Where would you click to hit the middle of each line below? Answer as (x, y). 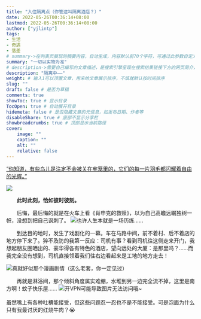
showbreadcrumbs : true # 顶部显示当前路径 (56, 123)
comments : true (25, 95)
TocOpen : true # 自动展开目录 (41, 106)
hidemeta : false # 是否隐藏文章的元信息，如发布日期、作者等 (75, 112)
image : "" (29, 134)
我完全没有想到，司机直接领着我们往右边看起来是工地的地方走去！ (87, 256)
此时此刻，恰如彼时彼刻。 (48, 200)
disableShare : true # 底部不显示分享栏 (52, 117)
